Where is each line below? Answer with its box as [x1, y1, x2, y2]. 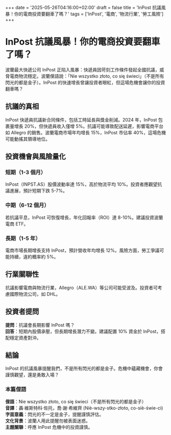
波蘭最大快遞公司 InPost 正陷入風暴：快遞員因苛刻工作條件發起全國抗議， [5, 66, 160, 72]
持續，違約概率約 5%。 [9, 254, 59, 260]
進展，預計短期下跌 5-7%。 [9, 188, 68, 194]
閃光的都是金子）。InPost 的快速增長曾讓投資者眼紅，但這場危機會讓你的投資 [5, 79, 165, 85]
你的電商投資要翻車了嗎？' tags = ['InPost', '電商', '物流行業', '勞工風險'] [14, 11, 164, 17]
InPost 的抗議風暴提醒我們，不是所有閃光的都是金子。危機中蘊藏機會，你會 [5, 366, 163, 372]
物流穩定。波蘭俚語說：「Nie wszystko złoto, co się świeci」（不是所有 [18, 73, 164, 79]
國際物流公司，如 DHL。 [9, 291, 61, 297]
